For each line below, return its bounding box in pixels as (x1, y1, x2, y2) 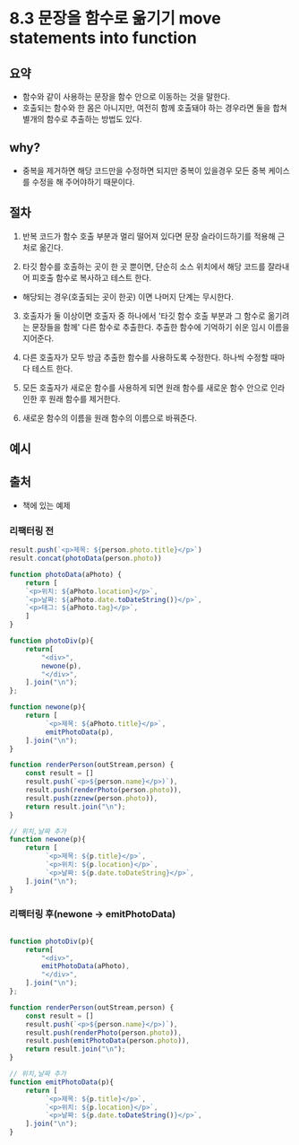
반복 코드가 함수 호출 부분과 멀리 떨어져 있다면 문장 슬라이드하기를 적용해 (21, 231, 276, 241)
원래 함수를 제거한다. (48, 393, 121, 404)
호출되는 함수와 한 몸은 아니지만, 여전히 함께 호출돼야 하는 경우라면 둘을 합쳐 (21, 102, 288, 113)
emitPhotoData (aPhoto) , (41, 962, 130, 971)
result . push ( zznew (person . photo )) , (25, 793, 158, 803)
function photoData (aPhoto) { (9, 570, 123, 579)
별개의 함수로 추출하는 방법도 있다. (21, 114, 142, 124)
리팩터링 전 (9, 524, 55, 537)
